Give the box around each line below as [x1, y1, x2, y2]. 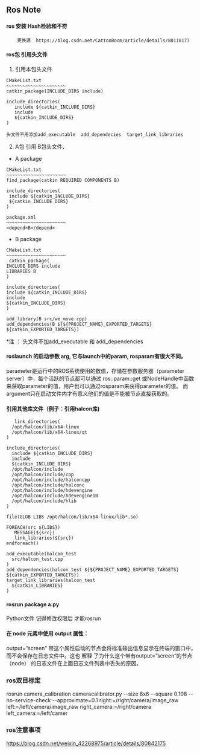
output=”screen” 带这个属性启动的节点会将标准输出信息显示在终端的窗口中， [6, 644, 196, 651]
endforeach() [6, 540, 39, 546]
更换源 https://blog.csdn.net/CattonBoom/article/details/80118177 [17, 37, 190, 44]
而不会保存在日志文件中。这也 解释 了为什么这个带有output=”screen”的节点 [6, 652, 193, 659]
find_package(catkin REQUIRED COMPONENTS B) [6, 177, 120, 183]
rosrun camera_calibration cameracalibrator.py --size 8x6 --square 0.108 [6, 690, 187, 697]
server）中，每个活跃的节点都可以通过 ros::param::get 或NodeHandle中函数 [6, 375, 195, 382]
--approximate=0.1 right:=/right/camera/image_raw [52, 696, 179, 703]
